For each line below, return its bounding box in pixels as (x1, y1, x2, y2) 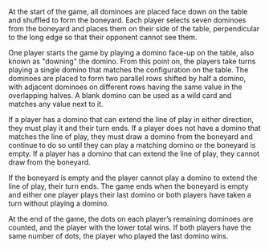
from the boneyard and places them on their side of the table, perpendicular (8, 24, 260, 33)
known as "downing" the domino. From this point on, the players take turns (8, 56, 256, 66)
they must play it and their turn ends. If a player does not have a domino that (8, 124, 261, 133)
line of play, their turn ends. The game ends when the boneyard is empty (8, 182, 249, 191)
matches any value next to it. (8, 100, 104, 108)
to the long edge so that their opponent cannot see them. (8, 32, 198, 42)
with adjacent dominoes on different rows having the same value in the (8, 82, 243, 92)
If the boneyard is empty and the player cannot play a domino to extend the (8, 173, 258, 182)
